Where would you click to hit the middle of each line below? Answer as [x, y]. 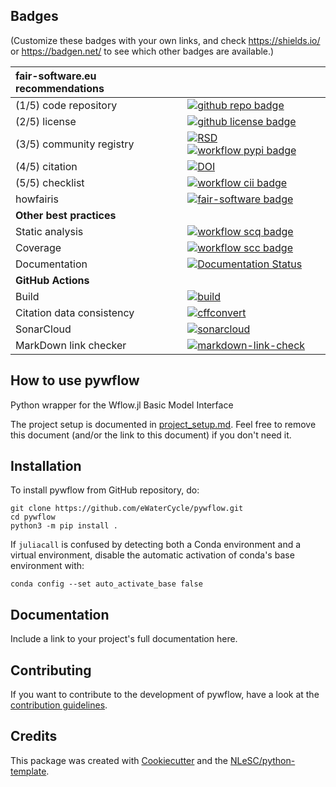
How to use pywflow [75, 380]
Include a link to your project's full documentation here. [124, 639]
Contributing [51, 670]
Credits [34, 736]
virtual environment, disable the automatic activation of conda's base [152, 555]
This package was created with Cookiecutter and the [119, 760]
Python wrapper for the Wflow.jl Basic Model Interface [122, 405]
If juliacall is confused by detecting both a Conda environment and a [156, 545]
